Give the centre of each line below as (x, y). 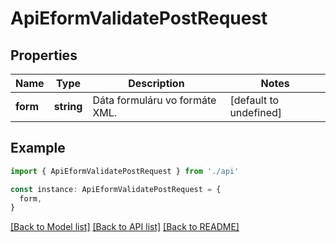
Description (156, 83)
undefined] (256, 112)
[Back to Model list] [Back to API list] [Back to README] (125, 227)
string (68, 106)
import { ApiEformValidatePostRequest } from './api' (125, 171)
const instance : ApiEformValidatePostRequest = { (116, 189)
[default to (254, 100)
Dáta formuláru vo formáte (154, 100)
